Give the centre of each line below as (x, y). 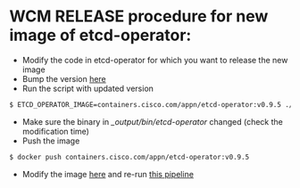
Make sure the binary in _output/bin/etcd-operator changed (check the (153, 121)
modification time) (55, 131)
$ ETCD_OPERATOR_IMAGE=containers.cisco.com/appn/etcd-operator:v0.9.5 (145, 104)
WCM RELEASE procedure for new (139, 16)
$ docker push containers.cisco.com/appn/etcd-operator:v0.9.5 (129, 157)
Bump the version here (64, 78)
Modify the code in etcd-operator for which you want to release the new (155, 60)
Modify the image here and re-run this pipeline (108, 174)
